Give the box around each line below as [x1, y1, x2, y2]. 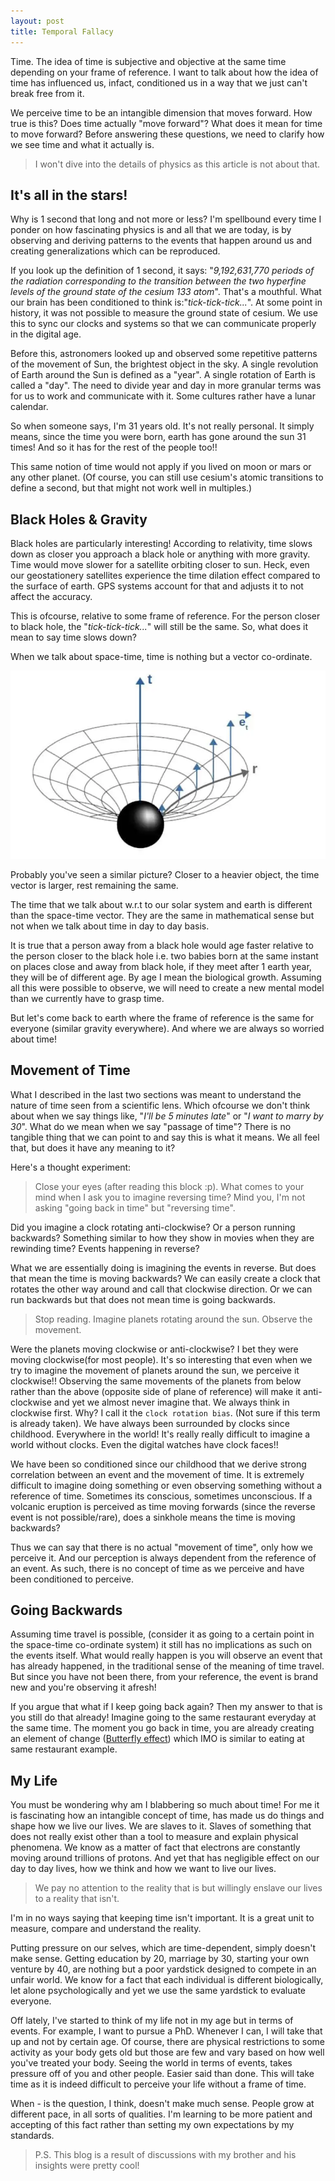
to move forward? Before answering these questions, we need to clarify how [10, 128, 325, 140]
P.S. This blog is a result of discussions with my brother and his [34, 2149, 297, 2161]
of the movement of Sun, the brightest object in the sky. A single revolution [10, 358, 319, 370]
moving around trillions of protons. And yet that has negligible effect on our [10, 1852, 320, 1864]
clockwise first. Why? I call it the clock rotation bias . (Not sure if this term [10, 1406, 321, 1419]
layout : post [10, 16, 65, 26]
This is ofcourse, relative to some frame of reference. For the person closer [10, 610, 321, 622]
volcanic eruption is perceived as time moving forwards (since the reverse [10, 1500, 316, 1512]
